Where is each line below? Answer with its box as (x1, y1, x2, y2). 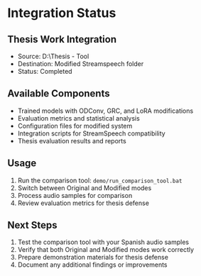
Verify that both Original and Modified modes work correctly (17, 245, 194, 254)
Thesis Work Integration (7, 33, 117, 45)
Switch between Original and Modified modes (17, 183, 152, 192)
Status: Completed (17, 67, 72, 75)
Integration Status (7, 5, 116, 21)
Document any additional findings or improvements (17, 260, 168, 269)
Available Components (7, 87, 110, 100)
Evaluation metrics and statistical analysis (17, 114, 140, 122)
